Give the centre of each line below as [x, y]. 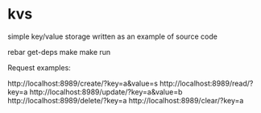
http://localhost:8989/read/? [207, 83]
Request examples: [39, 67]
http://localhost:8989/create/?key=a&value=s [83, 83]
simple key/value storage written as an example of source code [113, 36]
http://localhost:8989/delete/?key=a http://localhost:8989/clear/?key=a [126, 100]
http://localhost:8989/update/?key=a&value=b [106, 92]
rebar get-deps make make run [59, 52]
